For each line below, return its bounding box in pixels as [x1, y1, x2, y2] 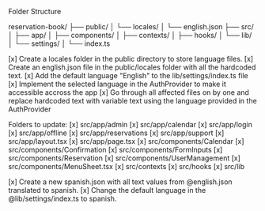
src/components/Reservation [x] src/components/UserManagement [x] [8, 153, 241, 163]
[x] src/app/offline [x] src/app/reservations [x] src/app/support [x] [8, 128, 225, 138]
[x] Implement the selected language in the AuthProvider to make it [8, 79, 227, 89]
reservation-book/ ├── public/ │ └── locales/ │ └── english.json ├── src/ [8, 22, 255, 31]
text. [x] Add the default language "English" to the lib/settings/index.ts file [8, 71, 249, 80]
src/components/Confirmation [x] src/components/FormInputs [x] [8, 145, 223, 154]
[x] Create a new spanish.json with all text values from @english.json [8, 177, 233, 187]
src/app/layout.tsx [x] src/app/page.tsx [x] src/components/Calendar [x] [8, 137, 244, 145]
